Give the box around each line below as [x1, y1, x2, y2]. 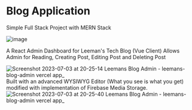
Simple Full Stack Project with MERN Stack [6, 24, 112, 31]
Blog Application [6, 4, 91, 18]
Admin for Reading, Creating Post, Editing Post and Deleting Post [6, 53, 166, 60]
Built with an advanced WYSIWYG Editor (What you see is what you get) [6, 78, 184, 85]
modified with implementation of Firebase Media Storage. [6, 84, 148, 91]
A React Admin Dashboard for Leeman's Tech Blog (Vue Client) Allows [6, 47, 180, 54]
